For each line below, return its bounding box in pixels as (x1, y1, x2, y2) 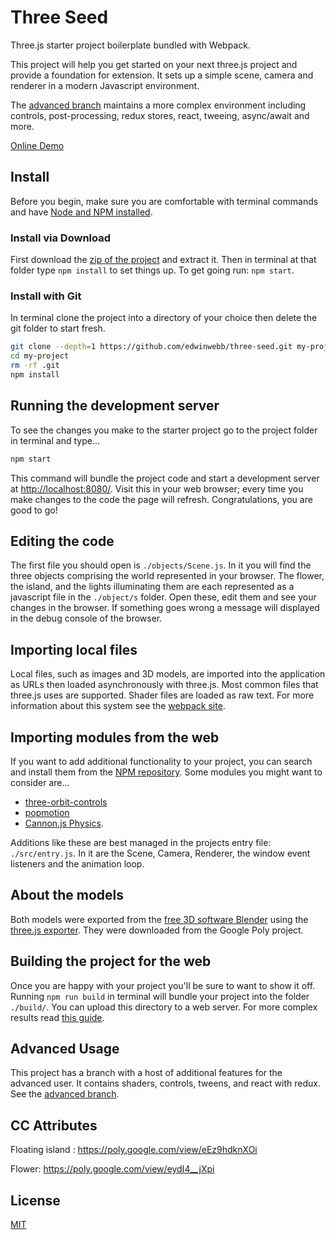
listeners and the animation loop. (10, 857, 145, 870)
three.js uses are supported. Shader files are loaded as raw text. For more (10, 689, 315, 701)
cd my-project (10, 351, 70, 361)
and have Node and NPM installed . (10, 206, 153, 218)
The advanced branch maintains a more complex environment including (10, 99, 307, 111)
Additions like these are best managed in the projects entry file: (10, 836, 272, 848)
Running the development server (10, 397, 220, 415)
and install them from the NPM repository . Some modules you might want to (10, 766, 323, 778)
